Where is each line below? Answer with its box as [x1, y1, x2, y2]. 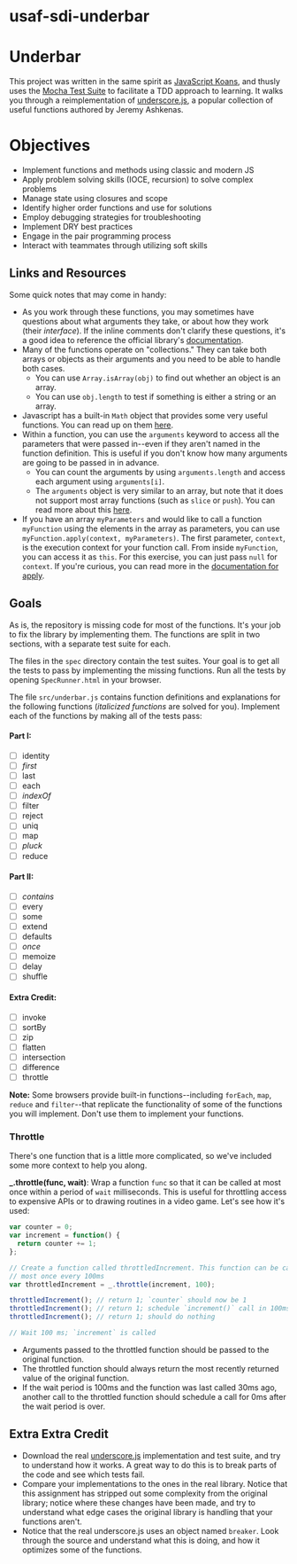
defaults [21, 931, 53, 942]
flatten [21, 1042, 46, 1052]
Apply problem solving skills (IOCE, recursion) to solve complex [21, 175, 254, 185]
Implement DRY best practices [21, 222, 133, 232]
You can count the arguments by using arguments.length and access [34, 466, 286, 477]
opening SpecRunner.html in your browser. [9, 674, 162, 684]
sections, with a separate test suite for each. [9, 638, 171, 649]
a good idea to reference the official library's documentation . [21, 334, 244, 345]
